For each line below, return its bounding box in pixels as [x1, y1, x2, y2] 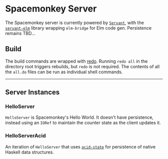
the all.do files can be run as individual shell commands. [5, 69, 123, 75]
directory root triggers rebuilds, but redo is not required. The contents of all [5, 63, 160, 69]
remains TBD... [5, 30, 36, 36]
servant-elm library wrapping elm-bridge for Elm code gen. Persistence [5, 25, 151, 31]
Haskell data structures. [5, 149, 54, 155]
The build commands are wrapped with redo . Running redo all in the [5, 58, 148, 64]
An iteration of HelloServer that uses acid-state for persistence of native [5, 143, 156, 149]
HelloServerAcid [5, 132, 46, 139]
